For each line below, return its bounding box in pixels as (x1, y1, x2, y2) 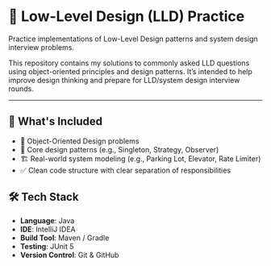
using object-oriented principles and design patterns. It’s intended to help (8, 66, 252, 76)
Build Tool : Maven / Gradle (19, 233, 110, 243)
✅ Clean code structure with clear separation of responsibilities (19, 165, 231, 175)
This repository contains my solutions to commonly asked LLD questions (8, 58, 250, 68)
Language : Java (19, 215, 75, 225)
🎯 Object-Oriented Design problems (19, 136, 140, 146)
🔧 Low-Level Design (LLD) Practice (8, 7, 245, 26)
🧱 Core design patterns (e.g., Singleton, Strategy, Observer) (19, 144, 219, 154)
